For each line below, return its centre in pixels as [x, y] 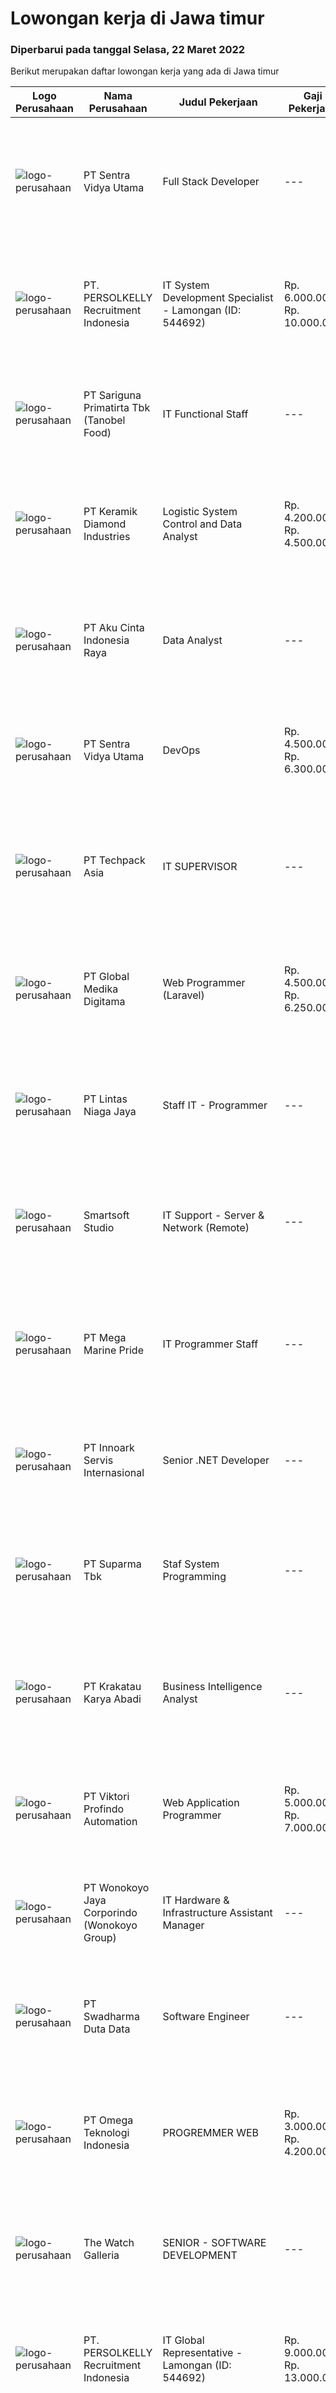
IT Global [183, 2340]
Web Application [201, 1803]
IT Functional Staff [205, 414]
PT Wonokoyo [116, 1888]
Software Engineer [206, 2017]
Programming [194, 1577]
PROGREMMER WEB [211, 2133]
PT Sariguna [112, 395]
